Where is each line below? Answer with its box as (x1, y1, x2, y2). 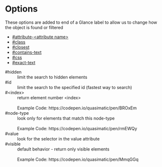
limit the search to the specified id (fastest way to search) (17, 84, 132, 90)
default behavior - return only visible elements (17, 146, 110, 152)
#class (12, 39, 26, 45)
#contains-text (12, 49, 42, 55)
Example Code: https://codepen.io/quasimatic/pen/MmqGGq (17, 156, 139, 162)
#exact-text (12, 60, 35, 65)
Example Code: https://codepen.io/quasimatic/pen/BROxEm (17, 105, 137, 111)
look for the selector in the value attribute (17, 136, 100, 141)
